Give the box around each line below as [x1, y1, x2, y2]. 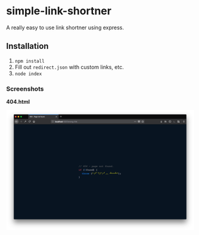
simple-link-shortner [6, 4, 112, 18]
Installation [6, 41, 49, 51]
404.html [6, 98, 30, 106]
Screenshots [6, 85, 44, 93]
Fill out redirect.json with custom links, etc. [14, 63, 124, 70]
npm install [14, 58, 45, 64]
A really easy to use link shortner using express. [6, 24, 124, 31]
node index [14, 70, 42, 77]
